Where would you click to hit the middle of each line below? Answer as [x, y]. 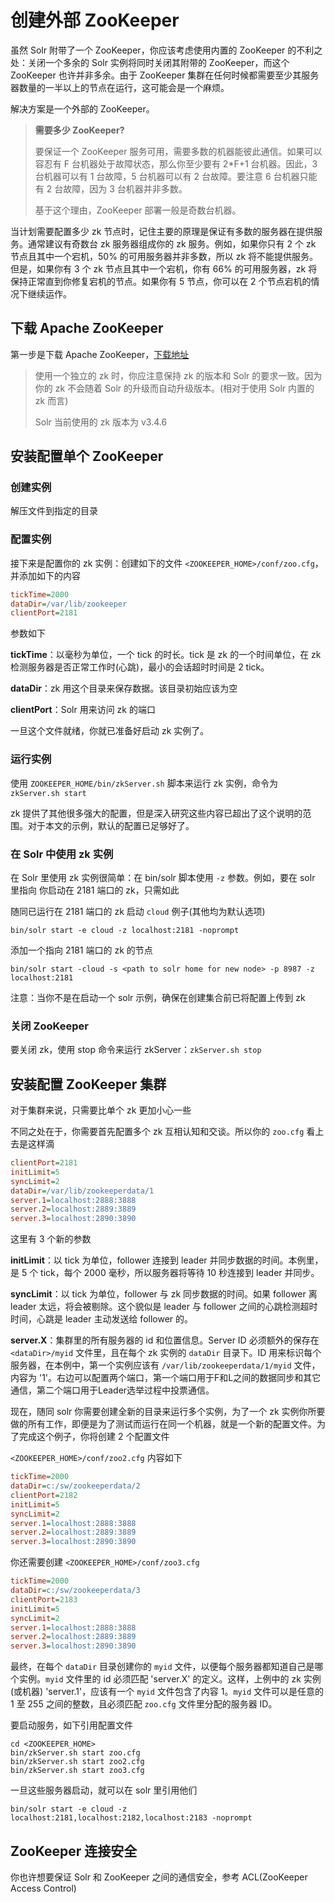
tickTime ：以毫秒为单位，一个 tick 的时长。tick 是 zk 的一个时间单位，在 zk [166, 655]
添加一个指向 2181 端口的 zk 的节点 [81, 950]
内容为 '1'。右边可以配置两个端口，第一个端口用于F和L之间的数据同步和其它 [166, 1378]
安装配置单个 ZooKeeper [87, 456]
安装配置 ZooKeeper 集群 [88, 1084]
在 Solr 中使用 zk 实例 [62, 854]
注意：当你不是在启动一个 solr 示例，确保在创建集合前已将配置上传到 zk [158, 997]
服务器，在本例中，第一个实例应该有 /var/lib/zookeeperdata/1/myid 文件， [165, 1365]
